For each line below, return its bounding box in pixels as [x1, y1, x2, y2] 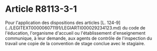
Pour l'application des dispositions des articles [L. [5, 20, 106, 25]
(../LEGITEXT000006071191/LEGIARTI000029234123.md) [5, 25, 122, 30]
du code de [122, 25, 146, 30]
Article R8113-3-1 [5, 3, 77, 15]
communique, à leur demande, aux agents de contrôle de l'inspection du [5, 35, 153, 41]
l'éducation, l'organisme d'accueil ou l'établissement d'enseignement [5, 30, 146, 36]
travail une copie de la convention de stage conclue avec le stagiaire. [5, 40, 145, 46]
